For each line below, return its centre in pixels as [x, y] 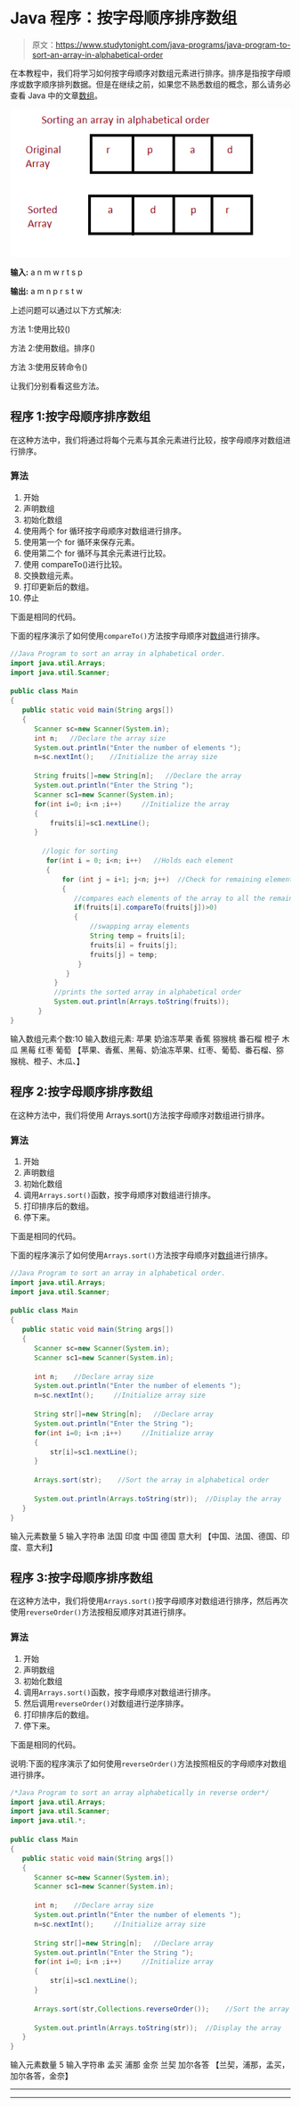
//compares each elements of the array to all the [170, 898]
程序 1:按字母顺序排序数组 [81, 417]
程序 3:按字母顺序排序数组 [82, 1578]
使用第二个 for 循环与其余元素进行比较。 [97, 553]
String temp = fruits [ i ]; [138, 936]
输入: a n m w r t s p [46, 272]
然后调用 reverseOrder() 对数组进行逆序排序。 [106, 1703]
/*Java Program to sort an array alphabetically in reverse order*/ [140, 1793]
